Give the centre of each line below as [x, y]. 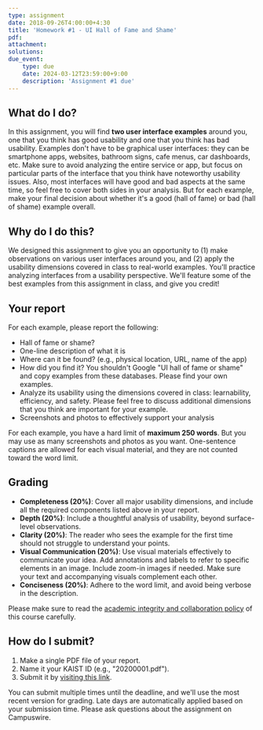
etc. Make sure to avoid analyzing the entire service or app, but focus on [126, 165]
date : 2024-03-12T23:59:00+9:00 [75, 74]
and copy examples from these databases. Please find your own [123, 376]
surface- [241, 518]
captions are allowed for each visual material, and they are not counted [123, 449]
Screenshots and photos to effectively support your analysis [117, 418]
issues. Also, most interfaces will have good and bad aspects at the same [127, 182]
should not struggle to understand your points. [95, 543]
